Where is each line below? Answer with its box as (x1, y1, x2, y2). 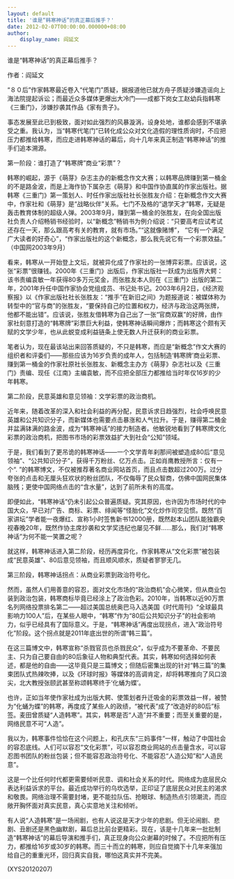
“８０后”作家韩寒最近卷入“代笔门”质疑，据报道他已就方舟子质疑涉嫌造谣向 (7, 86, 219, 94)
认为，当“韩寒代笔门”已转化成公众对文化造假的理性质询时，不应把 (37, 127, 226, 135)
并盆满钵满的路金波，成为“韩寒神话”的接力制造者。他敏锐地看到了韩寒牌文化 (7, 424, 226, 433)
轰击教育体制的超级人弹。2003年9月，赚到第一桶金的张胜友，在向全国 (7, 208, 210, 217)
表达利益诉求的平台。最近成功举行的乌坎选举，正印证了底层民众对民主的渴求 (7, 784, 227, 793)
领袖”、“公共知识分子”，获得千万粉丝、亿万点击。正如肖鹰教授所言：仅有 (7, 457, 217, 465)
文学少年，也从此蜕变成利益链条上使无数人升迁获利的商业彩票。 (19, 328, 203, 336)
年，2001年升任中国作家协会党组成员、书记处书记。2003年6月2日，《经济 (7, 284, 218, 293)
